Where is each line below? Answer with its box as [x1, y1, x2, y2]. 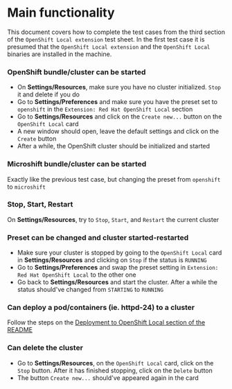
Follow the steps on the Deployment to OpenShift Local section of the [7, 318, 206, 327]
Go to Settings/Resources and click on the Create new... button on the [17, 112, 222, 121]
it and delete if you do [17, 90, 80, 98]
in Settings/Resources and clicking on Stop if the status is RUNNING [17, 256, 207, 264]
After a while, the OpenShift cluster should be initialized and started [17, 142, 210, 150]
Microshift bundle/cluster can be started [7, 159, 147, 169]
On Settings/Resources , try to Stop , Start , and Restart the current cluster [7, 215, 220, 223]
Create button [17, 135, 57, 143]
